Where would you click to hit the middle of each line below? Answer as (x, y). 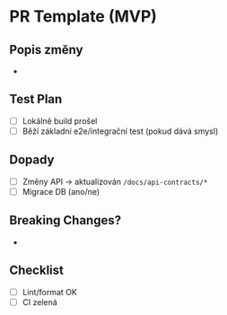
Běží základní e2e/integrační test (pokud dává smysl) (120, 131)
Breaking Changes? (65, 220)
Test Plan (36, 99)
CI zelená (40, 302)
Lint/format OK (50, 292)
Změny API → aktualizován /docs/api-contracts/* (115, 181)
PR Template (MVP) (83, 17)
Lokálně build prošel (60, 121)
